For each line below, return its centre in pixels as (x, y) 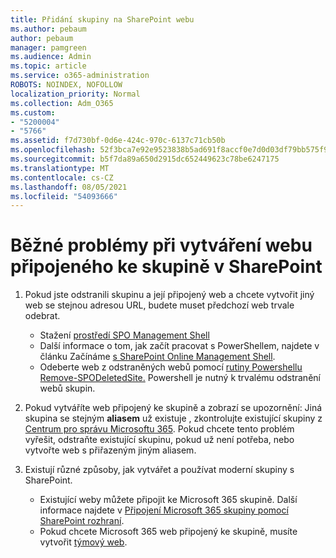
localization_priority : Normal (75, 94)
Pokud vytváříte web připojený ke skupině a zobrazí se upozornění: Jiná (173, 408)
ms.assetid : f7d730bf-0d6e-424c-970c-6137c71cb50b (118, 141)
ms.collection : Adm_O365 (62, 103)
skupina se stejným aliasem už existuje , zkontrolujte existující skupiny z (173, 418)
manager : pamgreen (48, 47)
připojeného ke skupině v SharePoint (166, 267)
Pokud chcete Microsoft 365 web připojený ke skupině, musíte (168, 532)
